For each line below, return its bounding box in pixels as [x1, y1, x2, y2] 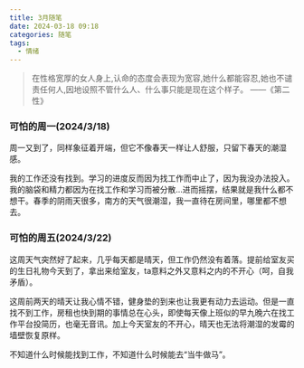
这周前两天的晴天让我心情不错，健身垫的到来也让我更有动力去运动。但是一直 [9, 296, 295, 307]
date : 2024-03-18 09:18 [9, 22, 100, 31]
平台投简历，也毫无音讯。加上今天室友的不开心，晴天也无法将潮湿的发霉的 [16, 318, 295, 329]
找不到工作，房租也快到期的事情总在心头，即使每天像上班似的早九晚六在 [9, 307, 279, 317]
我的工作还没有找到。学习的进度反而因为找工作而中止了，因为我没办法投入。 [9, 173, 295, 184]
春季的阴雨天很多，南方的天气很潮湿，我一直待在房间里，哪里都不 [33, 195, 279, 206]
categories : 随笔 [9, 30, 72, 39]
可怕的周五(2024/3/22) [9, 231, 112, 244]
